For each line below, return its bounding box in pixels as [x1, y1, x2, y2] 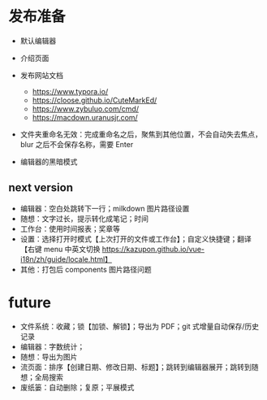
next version [8, 180, 73, 195]
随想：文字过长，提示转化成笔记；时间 [19, 213, 149, 224]
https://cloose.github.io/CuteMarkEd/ [32, 95, 157, 105]
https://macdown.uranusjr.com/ [32, 112, 138, 122]
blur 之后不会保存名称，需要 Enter [19, 139, 134, 149]
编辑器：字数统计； [19, 341, 85, 351]
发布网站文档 [19, 70, 63, 80]
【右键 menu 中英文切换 [19, 244, 101, 254]
